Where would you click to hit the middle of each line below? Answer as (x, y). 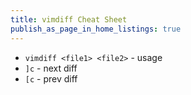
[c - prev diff (51, 78)
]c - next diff (51, 68)
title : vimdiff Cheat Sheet (69, 19)
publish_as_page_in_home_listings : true (96, 29)
